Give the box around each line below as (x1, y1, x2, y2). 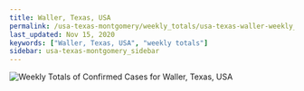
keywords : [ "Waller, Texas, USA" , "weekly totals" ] (9, 38, 208, 48)
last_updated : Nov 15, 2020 (9, 30, 116, 39)
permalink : (9, 22, 51, 31)
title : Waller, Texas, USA (9, 13, 111, 23)
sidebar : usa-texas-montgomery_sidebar (9, 47, 160, 56)
